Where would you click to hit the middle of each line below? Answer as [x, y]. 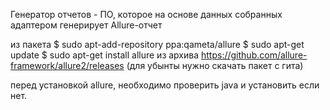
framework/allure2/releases [67, 65]
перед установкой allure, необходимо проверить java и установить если [165, 85]
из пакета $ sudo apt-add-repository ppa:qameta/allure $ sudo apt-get [157, 44]
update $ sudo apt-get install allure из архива [105, 55]
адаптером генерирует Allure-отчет [86, 25]
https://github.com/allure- [254, 55]
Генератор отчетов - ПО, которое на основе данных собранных [146, 14]
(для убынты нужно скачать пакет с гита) [215, 65]
